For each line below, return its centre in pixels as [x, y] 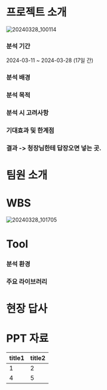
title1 [17, 358]
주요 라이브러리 [27, 282]
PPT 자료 [27, 339]
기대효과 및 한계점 [30, 130]
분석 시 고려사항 [27, 113]
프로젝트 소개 [36, 12]
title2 [38, 358]
